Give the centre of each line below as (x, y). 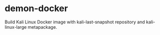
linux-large (16, 27)
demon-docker (36, 9)
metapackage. (42, 27)
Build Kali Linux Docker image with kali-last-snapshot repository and (75, 22)
